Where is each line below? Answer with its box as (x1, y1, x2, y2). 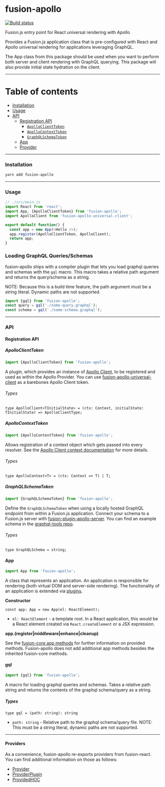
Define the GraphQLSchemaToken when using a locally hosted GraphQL (5, 505, 144, 511)
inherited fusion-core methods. (5, 650, 68, 656)
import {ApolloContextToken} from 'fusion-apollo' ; (5, 433, 113, 438)
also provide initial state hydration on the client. (5, 64, 101, 70)
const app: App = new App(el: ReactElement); (5, 607, 100, 612)
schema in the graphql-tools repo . (5, 521, 74, 527)
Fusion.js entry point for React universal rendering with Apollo (5, 29, 130, 35)
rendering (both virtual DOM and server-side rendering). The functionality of (5, 582, 160, 588)
